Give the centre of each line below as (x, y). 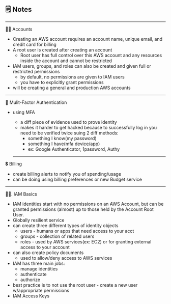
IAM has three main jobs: (39, 263)
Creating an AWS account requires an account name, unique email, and (88, 39)
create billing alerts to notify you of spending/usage (67, 174)
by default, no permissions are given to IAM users (72, 77)
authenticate (33, 274)
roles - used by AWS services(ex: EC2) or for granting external (86, 241)
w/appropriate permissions (41, 290)
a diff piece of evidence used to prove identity (68, 122)
